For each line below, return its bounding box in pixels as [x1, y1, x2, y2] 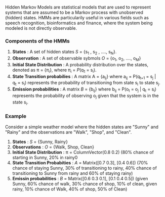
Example [5, 112, 27, 119]
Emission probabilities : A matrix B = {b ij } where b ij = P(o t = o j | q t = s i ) [12, 86, 157, 94]
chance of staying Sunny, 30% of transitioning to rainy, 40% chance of [12, 165, 157, 171]
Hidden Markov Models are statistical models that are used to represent [5, 4, 151, 10]
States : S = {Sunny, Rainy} [12, 139, 68, 145]
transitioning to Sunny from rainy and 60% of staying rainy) [12, 170, 133, 176]
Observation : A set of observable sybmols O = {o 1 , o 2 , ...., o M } [12, 55, 141, 62]
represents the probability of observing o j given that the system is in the [12, 93, 159, 99]
